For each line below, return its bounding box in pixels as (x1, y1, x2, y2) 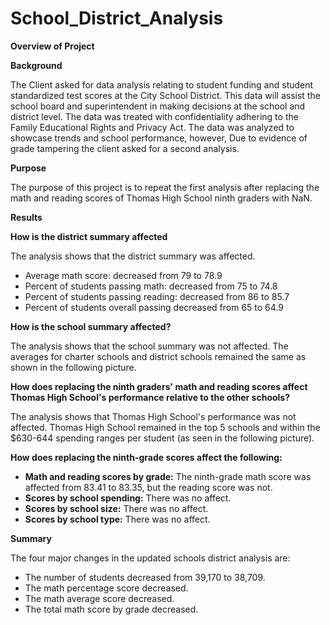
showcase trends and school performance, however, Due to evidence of (10, 132, 308, 144)
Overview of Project (10, 40, 95, 52)
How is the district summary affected (10, 230, 168, 242)
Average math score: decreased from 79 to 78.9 (24, 269, 223, 281)
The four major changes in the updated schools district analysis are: (10, 552, 291, 564)
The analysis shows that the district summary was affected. (10, 250, 256, 262)
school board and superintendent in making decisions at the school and (10, 100, 306, 112)
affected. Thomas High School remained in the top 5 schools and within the (10, 421, 321, 433)
